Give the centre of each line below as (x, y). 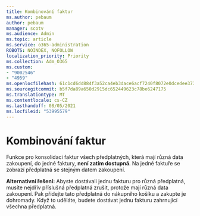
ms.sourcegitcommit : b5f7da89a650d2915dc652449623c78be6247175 (86, 89)
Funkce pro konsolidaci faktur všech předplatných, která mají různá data (95, 157)
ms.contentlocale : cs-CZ (37, 100)
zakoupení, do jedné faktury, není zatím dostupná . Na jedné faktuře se (93, 164)
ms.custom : (20, 67)
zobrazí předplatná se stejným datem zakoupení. (66, 170)
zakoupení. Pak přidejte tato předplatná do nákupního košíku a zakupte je (96, 194)
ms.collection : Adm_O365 (37, 61)
